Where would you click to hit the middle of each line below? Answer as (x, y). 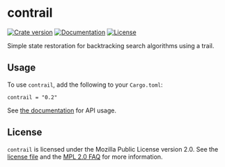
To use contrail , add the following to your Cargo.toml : (85, 85)
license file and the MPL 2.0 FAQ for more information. (85, 157)
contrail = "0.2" (32, 97)
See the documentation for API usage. (62, 110)
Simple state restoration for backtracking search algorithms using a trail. (111, 45)
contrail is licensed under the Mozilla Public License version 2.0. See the (113, 149)
